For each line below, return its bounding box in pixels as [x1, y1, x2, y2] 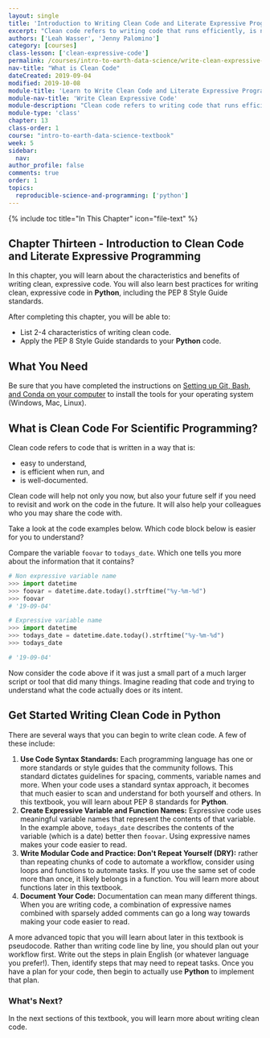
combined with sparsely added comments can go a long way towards [19, 908, 251, 918]
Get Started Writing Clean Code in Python [8, 709, 221, 722]
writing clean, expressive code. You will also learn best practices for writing [8, 279, 259, 289]
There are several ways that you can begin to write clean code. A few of [8, 730, 247, 739]
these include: [8, 738, 55, 748]
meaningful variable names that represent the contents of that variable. [19, 814, 256, 824]
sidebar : [8, 147, 38, 155]
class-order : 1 [8, 124, 59, 132]
